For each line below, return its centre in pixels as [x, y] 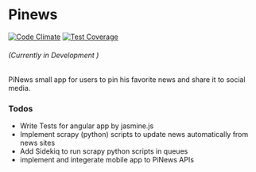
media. [19, 88]
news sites [37, 143]
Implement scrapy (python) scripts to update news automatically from [134, 135]
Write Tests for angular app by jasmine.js [87, 126]
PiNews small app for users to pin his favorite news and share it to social [127, 80]
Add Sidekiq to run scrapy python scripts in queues [104, 151]
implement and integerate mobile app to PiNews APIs [107, 160]
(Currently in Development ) [54, 55]
